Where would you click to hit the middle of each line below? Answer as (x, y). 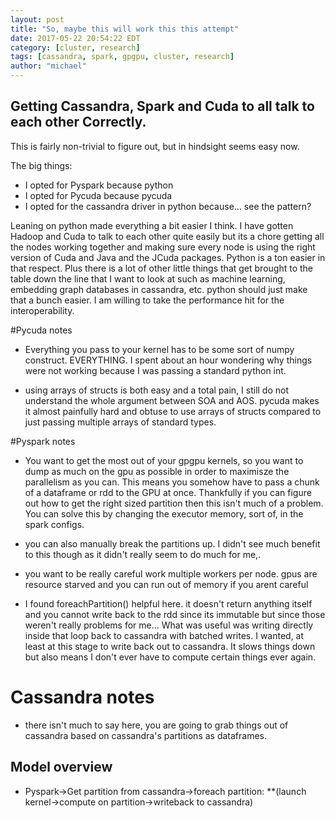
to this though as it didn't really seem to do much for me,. (143, 554)
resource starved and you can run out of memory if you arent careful (166, 584)
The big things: (41, 165)
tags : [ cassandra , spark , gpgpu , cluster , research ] (122, 57)
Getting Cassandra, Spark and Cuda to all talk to (162, 106)
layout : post (37, 19)
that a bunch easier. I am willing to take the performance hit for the (147, 300)
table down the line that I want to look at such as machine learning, (148, 278)
